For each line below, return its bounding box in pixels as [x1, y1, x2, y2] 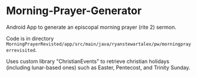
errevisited [6, 47, 35, 53]
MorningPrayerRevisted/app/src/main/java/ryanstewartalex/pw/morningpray [6, 41, 192, 47]
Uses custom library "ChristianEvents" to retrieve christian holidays [6, 58, 170, 65]
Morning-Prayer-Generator [6, 4, 142, 18]
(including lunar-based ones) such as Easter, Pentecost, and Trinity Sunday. [6, 63, 191, 71]
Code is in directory [6, 35, 54, 42]
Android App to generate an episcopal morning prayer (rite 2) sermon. [6, 24, 177, 31]
